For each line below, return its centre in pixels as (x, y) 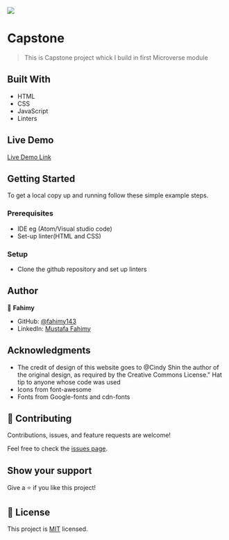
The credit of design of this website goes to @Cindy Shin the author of (118, 367)
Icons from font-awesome (54, 389)
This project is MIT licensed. (48, 529)
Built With (29, 80)
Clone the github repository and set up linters (82, 269)
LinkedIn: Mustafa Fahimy (54, 328)
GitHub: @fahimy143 (46, 321)
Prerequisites (30, 213)
